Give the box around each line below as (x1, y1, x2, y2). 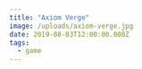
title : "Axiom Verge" (9, 13, 90, 22)
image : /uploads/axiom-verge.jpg (9, 22, 134, 30)
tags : (9, 38, 29, 47)
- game (17, 47, 42, 56)
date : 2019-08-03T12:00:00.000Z (9, 30, 129, 39)
